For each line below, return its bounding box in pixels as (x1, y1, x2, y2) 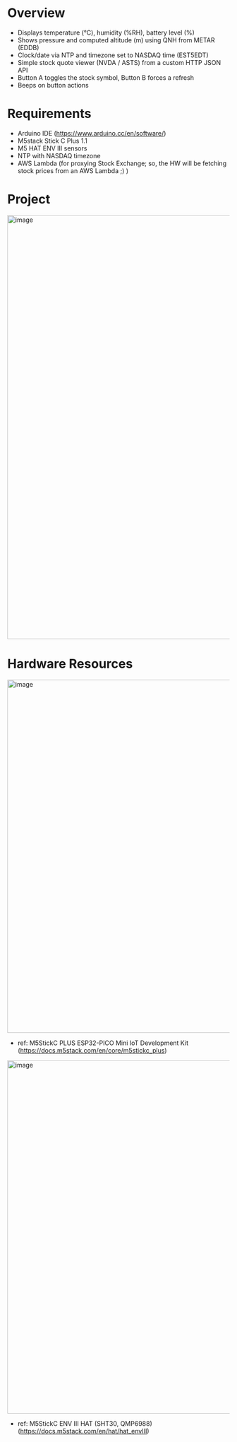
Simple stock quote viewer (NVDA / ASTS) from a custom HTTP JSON (17, 58, 221, 66)
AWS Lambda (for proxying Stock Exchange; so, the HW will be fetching (17, 159, 227, 167)
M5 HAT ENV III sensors (17, 143, 87, 153)
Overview (7, 5, 66, 21)
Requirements (7, 106, 92, 122)
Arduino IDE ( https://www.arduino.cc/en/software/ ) (17, 129, 166, 137)
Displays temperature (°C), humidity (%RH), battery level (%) (17, 28, 195, 37)
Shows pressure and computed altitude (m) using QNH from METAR (17, 35, 215, 44)
